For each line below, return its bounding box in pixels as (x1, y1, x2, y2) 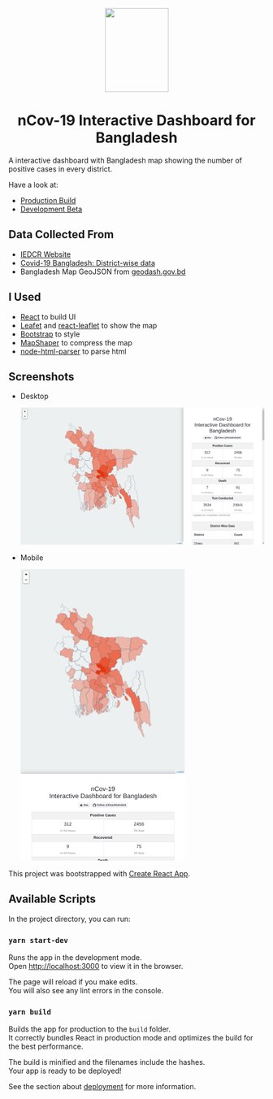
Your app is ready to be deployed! (8, 1066, 122, 1076)
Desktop (19, 391, 49, 402)
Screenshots (8, 370, 75, 384)
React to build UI (19, 311, 76, 321)
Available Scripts (8, 893, 96, 906)
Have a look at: (8, 180, 58, 189)
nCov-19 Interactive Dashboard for (17, 111, 256, 130)
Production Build (19, 195, 76, 205)
